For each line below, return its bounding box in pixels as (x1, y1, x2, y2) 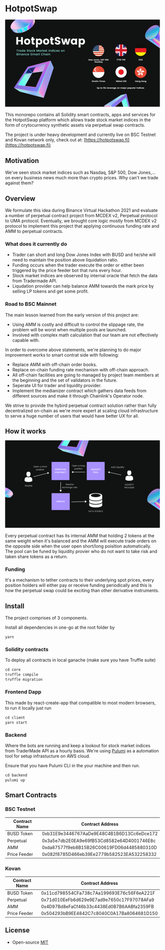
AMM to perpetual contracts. (5, 229, 63, 234)
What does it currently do (5, 240, 67, 247)
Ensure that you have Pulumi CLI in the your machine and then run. (5, 762, 140, 768)
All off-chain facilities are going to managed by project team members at (12, 372, 159, 378)
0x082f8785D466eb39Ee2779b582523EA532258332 (41, 852, 157, 857)
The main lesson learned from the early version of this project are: (5, 312, 139, 318)
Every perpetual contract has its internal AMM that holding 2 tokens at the (5, 532, 155, 538)
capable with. (12, 337, 40, 343)
